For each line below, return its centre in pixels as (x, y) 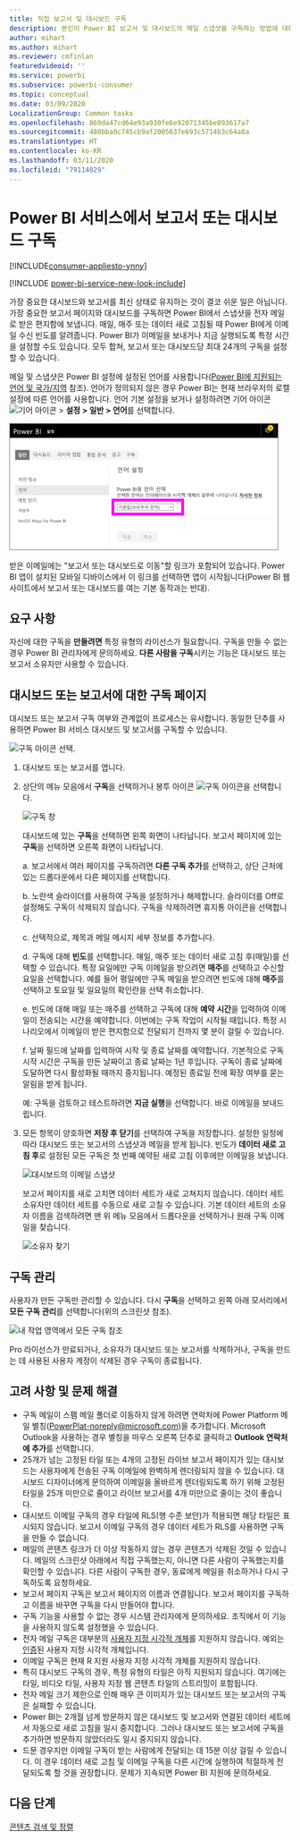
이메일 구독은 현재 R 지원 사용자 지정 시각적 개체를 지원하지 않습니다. (141, 1660)
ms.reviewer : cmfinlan (51, 57)
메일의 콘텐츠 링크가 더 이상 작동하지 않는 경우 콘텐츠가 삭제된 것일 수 (142, 1548)
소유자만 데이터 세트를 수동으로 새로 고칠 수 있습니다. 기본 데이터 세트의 (146, 1205)
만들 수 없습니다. (60, 1538)
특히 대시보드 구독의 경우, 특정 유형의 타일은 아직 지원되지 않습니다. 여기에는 (154, 1672)
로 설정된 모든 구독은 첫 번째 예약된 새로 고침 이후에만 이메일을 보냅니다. (163, 1156)
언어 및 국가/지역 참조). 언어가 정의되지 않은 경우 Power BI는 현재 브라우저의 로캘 (150, 387)
